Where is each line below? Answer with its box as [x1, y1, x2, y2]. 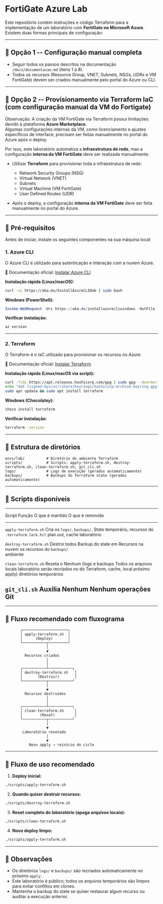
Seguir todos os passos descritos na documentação [12, 61, 116, 67]
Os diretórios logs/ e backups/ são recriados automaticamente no [12, 868, 143, 874]
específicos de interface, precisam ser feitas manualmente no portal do [5, 131, 148, 137]
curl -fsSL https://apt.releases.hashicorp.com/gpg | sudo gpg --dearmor [5, 380, 158, 385]
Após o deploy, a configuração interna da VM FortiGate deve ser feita [12, 200, 153, 206]
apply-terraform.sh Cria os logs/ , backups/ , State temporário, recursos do [5, 526, 154, 532]
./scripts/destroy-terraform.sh [5, 801, 70, 805]
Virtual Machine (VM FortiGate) [19, 186, 81, 191]
